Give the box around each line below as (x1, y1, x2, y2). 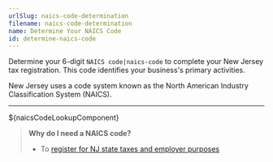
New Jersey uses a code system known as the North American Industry (8, 81, 249, 91)
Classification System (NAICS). (8, 90, 112, 100)
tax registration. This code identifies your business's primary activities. (8, 66, 245, 75)
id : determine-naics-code (8, 34, 96, 43)
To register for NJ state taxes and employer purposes (40, 144, 220, 154)
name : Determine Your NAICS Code (8, 27, 122, 35)
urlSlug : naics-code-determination (8, 11, 129, 20)
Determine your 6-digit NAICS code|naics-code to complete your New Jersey (8, 57, 264, 66)
